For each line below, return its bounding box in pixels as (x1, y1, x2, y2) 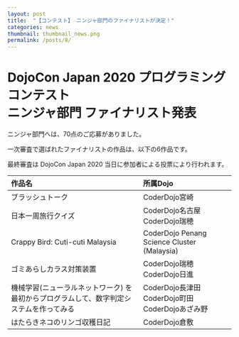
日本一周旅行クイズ (11, 211, 75, 221)
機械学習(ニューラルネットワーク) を (11, 283, 133, 293)
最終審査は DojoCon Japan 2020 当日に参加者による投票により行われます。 (7, 160, 228, 169)
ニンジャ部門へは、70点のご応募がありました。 (7, 130, 146, 138)
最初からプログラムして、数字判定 (11, 294, 124, 304)
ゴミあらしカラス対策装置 (11, 264, 97, 274)
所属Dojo (143, 179, 174, 189)
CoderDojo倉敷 (143, 317, 194, 327)
